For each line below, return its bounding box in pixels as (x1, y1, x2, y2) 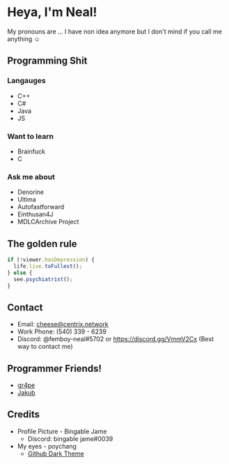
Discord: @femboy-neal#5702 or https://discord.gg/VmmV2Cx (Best (17, 335, 214, 343)
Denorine (17, 188, 44, 196)
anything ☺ (7, 34, 40, 43)
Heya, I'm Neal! (7, 4, 97, 20)
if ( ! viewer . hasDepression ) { (7, 256, 95, 264)
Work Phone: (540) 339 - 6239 (17, 327, 106, 336)
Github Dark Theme (27, 449, 85, 458)
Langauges (7, 76, 47, 86)
